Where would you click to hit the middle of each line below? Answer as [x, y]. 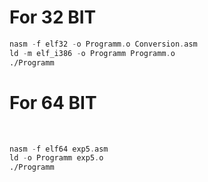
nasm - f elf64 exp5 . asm [59, 149]
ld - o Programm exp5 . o [56, 158]
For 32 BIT [53, 17]
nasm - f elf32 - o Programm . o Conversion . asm [103, 44]
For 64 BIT [53, 102]
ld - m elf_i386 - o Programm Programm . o [92, 53]
